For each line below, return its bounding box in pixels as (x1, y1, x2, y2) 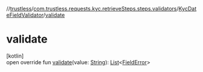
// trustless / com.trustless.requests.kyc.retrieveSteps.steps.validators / (6, 5, 179, 12)
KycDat (178, 5, 197, 12)
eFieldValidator (6, 11, 44, 19)
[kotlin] (6, 52, 24, 59)
